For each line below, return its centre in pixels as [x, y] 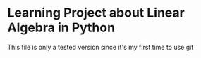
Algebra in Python [61, 28]
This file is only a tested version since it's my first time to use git [100, 47]
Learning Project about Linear [96, 13]
